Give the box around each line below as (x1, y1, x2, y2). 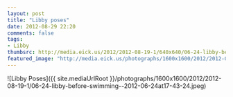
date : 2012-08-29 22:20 (7, 23, 76, 30)
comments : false (7, 29, 54, 37)
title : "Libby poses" (7, 17, 70, 24)
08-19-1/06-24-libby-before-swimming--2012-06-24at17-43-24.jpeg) (7, 81, 207, 90)
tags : (7, 36, 23, 43)
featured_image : (7, 55, 54, 62)
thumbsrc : (7, 49, 36, 56)
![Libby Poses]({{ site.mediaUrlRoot (7, 74, 109, 82)
